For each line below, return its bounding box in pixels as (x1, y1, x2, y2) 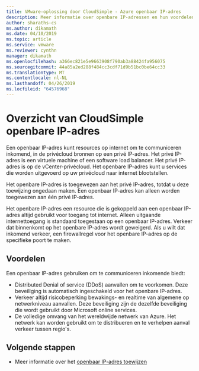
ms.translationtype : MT (6, 70, 65, 76)
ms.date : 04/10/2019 (6, 31, 57, 37)
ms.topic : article (6, 36, 52, 42)
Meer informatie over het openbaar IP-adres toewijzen (14, 358, 147, 366)
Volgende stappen (6, 342, 76, 353)
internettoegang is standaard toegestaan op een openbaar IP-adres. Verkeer (6, 218, 193, 225)
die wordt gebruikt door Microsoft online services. (14, 306, 137, 313)
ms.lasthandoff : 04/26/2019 (6, 81, 76, 87)
